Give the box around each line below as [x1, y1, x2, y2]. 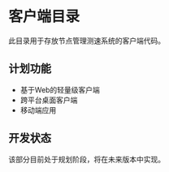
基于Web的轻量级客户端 [19, 84, 100, 94]
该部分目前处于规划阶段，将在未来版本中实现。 [8, 154, 165, 164]
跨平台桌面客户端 [19, 95, 78, 105]
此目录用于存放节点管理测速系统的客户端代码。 [8, 36, 165, 45]
